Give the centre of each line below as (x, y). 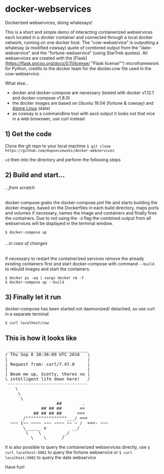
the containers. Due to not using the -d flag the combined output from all (78, 218)
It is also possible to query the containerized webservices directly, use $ (78, 447)
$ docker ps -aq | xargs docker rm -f (44, 278)
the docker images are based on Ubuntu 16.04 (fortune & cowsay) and (83, 103)
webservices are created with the (39, 58)
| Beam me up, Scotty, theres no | (48, 374)
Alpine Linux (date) (31, 108)
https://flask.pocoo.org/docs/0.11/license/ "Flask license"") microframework (83, 63)
